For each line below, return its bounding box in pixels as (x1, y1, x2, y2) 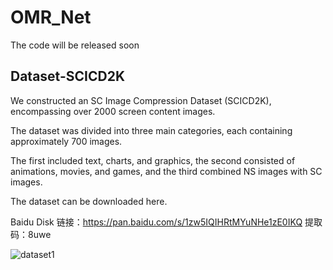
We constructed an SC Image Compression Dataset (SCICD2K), (10, 94, 272, 106)
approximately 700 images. (10, 135, 123, 147)
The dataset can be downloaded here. (10, 195, 168, 207)
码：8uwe (10, 228, 52, 240)
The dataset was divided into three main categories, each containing (10, 124, 293, 136)
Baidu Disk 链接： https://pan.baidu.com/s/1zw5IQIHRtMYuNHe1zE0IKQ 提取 (10, 216, 323, 228)
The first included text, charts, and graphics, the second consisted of (10, 154, 296, 166)
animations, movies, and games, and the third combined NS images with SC (10, 165, 323, 177)
